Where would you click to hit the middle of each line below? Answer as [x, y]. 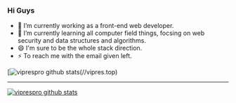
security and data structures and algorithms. [81, 41]
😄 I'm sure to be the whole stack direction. [80, 48]
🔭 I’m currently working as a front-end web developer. [96, 26]
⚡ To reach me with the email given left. [74, 56]
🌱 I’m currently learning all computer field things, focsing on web [111, 33]
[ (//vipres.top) [63, 72]
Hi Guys [21, 11]
